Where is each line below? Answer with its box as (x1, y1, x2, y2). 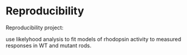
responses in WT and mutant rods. (5, 42, 92, 49)
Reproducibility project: (5, 24, 64, 31)
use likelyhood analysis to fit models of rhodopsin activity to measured (5, 35, 182, 42)
